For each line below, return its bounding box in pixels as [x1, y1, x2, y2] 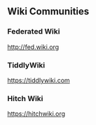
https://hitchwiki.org [7, 110, 65, 118]
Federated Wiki [7, 27, 60, 37]
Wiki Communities [7, 6, 90, 18]
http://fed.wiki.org [7, 42, 60, 51]
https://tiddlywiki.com [7, 76, 70, 84]
